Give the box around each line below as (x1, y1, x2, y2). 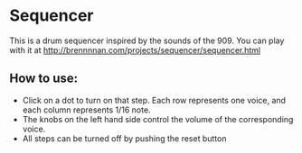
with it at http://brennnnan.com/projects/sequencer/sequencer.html (9, 44, 261, 55)
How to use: (9, 71, 79, 86)
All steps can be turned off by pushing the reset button (22, 132, 227, 144)
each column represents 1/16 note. (22, 104, 151, 115)
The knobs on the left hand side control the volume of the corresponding (22, 113, 294, 124)
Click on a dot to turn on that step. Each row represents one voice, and (22, 94, 287, 105)
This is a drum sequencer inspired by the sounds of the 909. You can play (9, 35, 285, 46)
